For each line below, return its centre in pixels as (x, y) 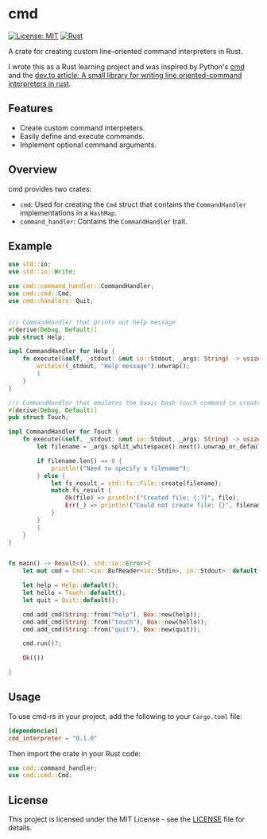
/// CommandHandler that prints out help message (92, 322)
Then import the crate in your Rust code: (75, 753)
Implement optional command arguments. (88, 145)
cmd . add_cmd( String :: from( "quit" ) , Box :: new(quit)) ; (112, 629)
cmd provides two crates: (50, 188)
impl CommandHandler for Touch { (64, 432)
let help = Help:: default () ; (71, 585)
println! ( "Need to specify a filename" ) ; (120, 468)
